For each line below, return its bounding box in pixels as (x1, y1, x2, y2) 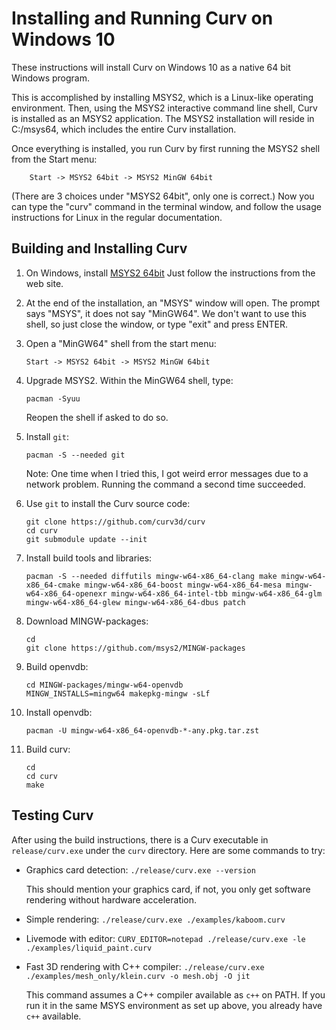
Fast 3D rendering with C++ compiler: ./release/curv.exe (25, 960, 265, 972)
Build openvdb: (25, 660, 89, 672)
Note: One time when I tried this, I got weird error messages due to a (25, 467, 309, 479)
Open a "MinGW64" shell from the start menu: (25, 337, 217, 349)
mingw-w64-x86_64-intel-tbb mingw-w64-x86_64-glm (110, 588, 323, 599)
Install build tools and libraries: (25, 552, 153, 564)
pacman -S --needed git (25, 450, 126, 460)
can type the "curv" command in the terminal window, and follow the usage (11, 200, 322, 212)
